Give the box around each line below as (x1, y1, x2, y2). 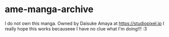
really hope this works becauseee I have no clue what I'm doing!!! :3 (5, 25, 147, 31)
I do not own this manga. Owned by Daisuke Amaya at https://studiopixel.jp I (5, 20, 164, 26)
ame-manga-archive (5, 4, 94, 15)
